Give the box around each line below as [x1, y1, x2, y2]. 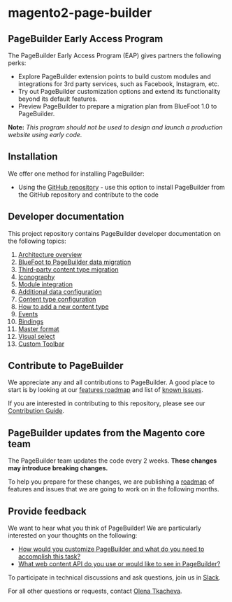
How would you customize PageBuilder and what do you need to [17, 545, 205, 554]
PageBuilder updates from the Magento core [8, 427, 205, 439]
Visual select [17, 332, 55, 340]
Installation [8, 150, 58, 162]
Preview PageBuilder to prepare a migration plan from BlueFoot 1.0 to [17, 102, 217, 110]
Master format [17, 324, 59, 333]
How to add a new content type [17, 302, 109, 311]
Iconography [17, 272, 55, 281]
